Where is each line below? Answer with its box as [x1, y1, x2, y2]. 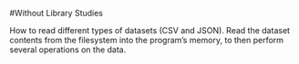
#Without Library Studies [9, 8, 103, 18]
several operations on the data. [9, 44, 127, 55]
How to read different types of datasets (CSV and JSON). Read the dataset [9, 25, 290, 35]
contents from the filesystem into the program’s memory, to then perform [9, 35, 284, 45]
